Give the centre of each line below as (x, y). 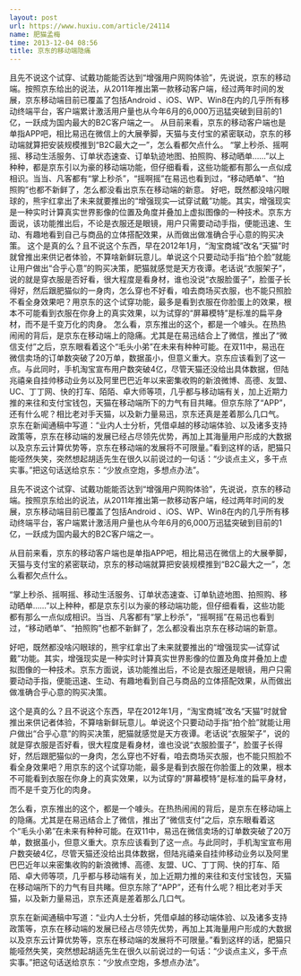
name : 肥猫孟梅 (35, 34)
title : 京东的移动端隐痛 (50, 51)
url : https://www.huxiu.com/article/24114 (90, 26)
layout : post (34, 17)
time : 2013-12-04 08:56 (54, 43)
